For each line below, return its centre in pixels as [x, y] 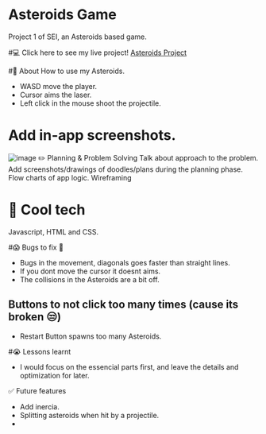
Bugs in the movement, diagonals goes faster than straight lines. [125, 262]
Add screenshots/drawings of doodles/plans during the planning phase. [126, 169]
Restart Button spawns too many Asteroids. [91, 336]
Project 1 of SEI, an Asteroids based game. [77, 37]
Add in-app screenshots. [92, 136]
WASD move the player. [58, 86]
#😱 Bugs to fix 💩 [36, 247]
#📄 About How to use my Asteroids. [67, 71]
